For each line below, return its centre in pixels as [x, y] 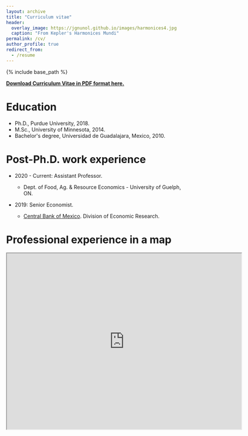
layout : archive [26, 11]
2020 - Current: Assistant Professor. [58, 175]
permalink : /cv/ [26, 39]
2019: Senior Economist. [44, 205]
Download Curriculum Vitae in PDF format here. [65, 83]
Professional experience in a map [89, 240]
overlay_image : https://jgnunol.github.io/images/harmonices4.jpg [94, 28]
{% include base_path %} [37, 72]
